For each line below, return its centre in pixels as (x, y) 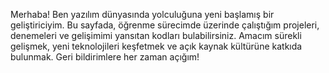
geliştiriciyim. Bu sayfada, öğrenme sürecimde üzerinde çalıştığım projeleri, (165, 25)
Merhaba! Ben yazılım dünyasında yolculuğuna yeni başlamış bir (142, 14)
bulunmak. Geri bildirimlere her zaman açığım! (105, 57)
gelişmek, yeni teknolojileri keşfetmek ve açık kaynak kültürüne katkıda (156, 46)
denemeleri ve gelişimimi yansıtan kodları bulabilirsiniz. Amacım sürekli (156, 35)
